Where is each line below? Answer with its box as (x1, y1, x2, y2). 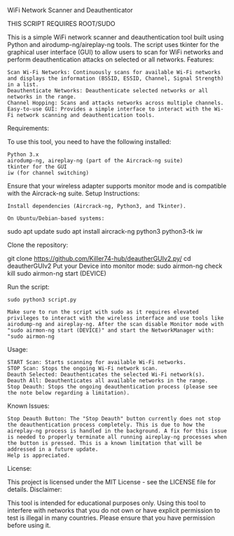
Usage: (7, 346, 28, 353)
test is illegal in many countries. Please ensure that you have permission (7, 514, 215, 522)
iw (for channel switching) (7, 169, 90, 176)
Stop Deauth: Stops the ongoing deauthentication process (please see (7, 383, 218, 390)
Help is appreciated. (7, 452, 71, 459)
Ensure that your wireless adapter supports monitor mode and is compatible (7, 182, 227, 190)
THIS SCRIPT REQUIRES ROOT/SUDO (7, 20, 116, 27)
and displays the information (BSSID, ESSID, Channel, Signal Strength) (7, 75, 224, 82)
